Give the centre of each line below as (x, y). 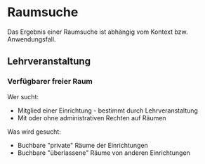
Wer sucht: (23, 96)
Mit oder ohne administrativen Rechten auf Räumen (92, 118)
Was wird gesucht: (34, 132)
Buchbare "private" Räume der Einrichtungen (83, 145)
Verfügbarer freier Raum (50, 82)
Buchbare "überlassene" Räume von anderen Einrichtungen (104, 153)
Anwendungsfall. (32, 39)
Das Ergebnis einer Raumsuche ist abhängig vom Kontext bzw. (98, 32)
